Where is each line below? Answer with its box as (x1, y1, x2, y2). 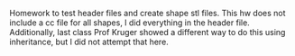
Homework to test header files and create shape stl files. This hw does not (9, 8, 286, 18)
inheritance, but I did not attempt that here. (9, 36, 169, 47)
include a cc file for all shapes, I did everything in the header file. (9, 17, 250, 28)
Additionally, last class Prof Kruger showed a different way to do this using (9, 27, 286, 37)
